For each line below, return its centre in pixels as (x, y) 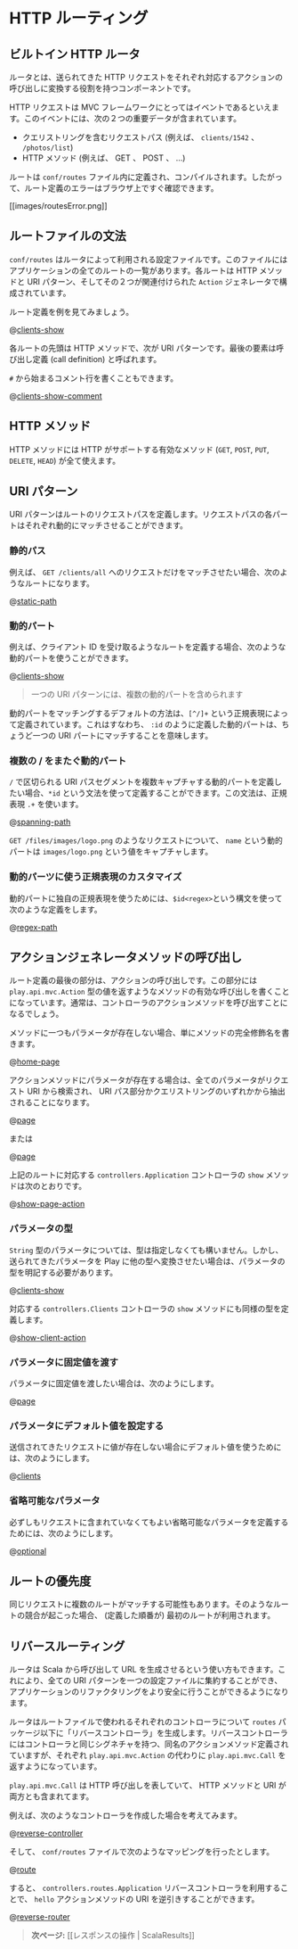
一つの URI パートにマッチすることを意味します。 (123, 736)
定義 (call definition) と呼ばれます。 (97, 359)
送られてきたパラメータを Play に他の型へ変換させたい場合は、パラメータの (148, 1261)
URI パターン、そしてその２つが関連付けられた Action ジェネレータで (153, 281)
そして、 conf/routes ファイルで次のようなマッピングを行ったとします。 (142, 1852)
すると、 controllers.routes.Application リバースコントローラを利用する (145, 1888)
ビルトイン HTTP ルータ (75, 54)
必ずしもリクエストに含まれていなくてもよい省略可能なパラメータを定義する (149, 1522)
